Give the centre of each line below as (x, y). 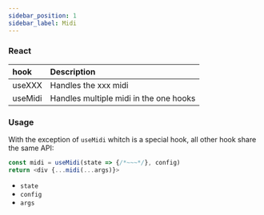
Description (73, 71)
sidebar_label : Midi (43, 23)
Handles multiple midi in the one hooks (123, 98)
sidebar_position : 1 (43, 16)
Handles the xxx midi (89, 85)
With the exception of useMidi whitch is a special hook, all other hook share (132, 140)
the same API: (31, 148)
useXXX (27, 85)
